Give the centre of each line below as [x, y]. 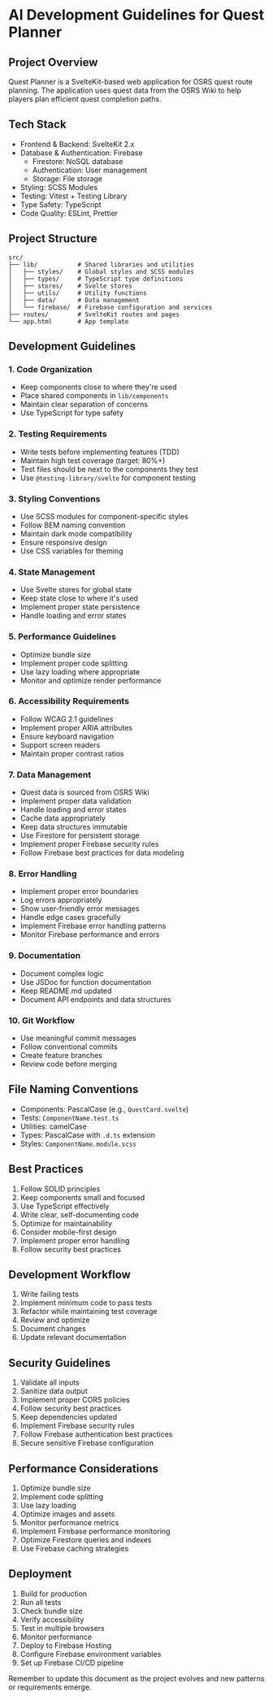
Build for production [54, 1594]
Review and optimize [55, 1320]
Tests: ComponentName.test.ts [69, 1117]
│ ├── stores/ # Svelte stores [70, 286]
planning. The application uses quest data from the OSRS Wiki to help [125, 90]
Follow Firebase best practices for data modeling [102, 853]
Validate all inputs [50, 1382]
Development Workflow [70, 1275]
